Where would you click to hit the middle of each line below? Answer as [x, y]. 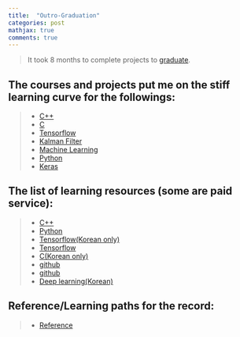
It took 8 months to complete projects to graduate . [109, 60]
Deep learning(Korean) [76, 281]
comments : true [33, 37]
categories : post [37, 23]
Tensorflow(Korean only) [79, 239]
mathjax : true [31, 30]
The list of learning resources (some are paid [120, 191]
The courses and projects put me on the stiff [119, 85]
